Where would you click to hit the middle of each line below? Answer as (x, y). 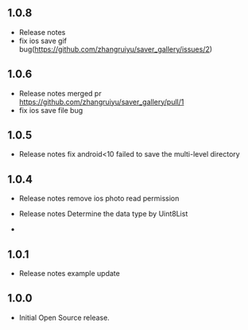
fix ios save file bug (51, 110)
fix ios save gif (43, 41)
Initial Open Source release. (64, 317)
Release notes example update (69, 274)
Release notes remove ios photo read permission (99, 199)
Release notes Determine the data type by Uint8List (103, 214)
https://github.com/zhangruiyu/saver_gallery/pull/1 (101, 102)
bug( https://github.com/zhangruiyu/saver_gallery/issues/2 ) (115, 49)
